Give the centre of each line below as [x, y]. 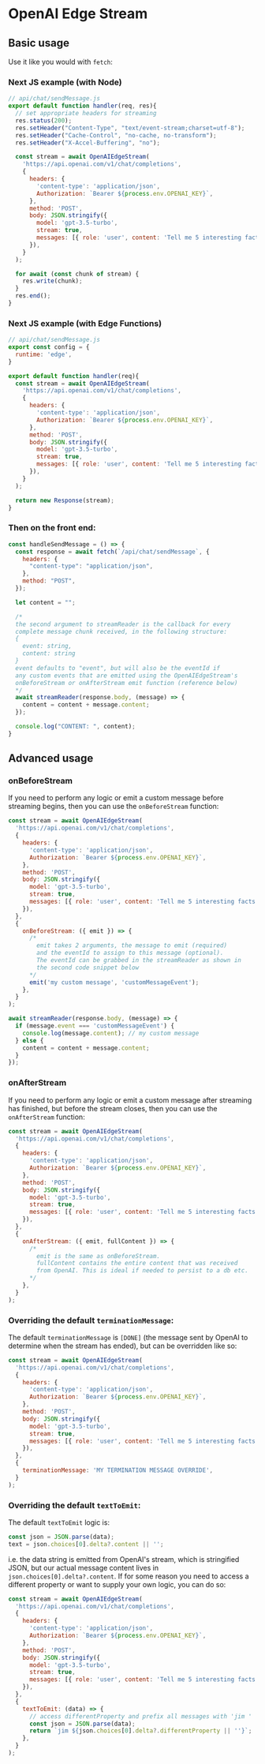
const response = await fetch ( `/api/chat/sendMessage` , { [113, 552]
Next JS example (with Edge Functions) [85, 323]
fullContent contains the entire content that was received [137, 1264]
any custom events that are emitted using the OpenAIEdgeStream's [127, 676]
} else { [30, 1040]
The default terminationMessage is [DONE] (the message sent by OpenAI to [128, 1337]
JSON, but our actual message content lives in [84, 1567]
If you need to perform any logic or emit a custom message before [116, 798]
